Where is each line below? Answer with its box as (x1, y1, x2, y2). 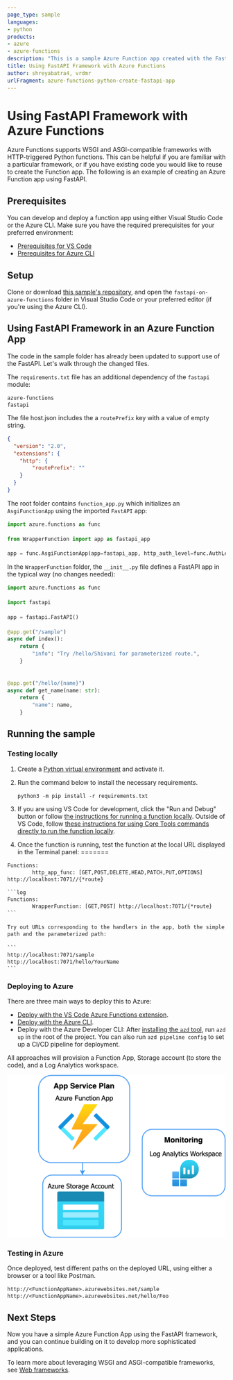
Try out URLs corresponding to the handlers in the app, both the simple (7, 924, 225, 931)
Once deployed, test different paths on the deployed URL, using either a (7, 1264, 213, 1272)
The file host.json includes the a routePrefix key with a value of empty (7, 413, 209, 422)
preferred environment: (7, 228, 74, 237)
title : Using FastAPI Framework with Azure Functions (7, 63, 166, 69)
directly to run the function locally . (17, 826, 116, 835)
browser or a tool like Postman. (7, 1272, 96, 1280)
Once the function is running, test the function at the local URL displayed (17, 840, 225, 849)
